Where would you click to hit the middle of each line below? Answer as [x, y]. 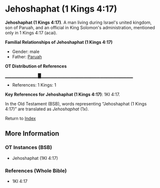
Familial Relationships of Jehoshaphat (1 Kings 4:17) [59, 42]
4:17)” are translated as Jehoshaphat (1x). [47, 109]
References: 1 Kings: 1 [34, 85]
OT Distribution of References [36, 66]
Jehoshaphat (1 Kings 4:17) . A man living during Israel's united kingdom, [79, 22]
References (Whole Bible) [36, 171]
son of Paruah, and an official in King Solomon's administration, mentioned [80, 27]
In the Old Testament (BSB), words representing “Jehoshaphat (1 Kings [76, 103]
